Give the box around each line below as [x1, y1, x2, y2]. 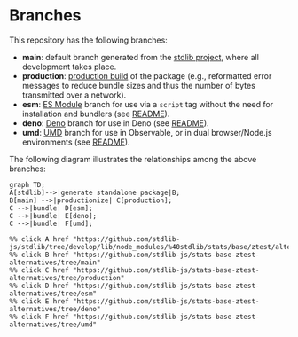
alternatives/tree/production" [9, 273, 125, 282]
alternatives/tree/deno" [9, 304, 101, 313]
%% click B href [9, 250, 69, 259]
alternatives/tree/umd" [9, 320, 98, 329]
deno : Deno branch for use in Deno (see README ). [21, 117, 210, 129]
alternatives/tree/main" [9, 258, 101, 267]
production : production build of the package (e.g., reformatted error [21, 70, 272, 81]
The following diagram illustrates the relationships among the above [9, 153, 257, 164]
